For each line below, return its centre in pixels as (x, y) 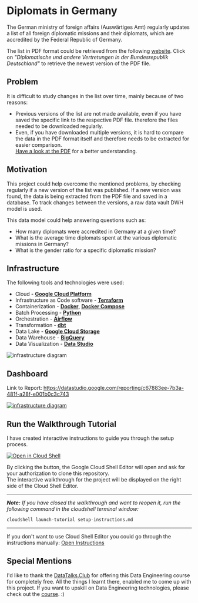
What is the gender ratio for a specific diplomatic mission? (85, 250)
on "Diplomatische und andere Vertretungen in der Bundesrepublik (88, 57)
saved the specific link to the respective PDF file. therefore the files (96, 120)
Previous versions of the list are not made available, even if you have (98, 113)
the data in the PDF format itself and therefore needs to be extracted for (102, 139)
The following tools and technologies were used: (66, 282)
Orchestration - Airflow (43, 319)
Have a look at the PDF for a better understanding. (76, 151)
